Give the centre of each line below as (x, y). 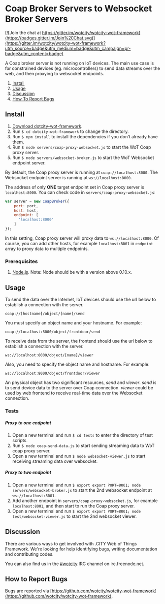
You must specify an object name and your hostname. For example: (73, 322)
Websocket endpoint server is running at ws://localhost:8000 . (68, 177)
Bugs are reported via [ (29, 591)
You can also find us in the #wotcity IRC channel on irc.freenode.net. (75, 564)
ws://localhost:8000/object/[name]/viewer (49, 355)
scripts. (20, 440)
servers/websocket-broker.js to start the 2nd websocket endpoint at (82, 490)
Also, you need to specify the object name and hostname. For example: (77, 364)
